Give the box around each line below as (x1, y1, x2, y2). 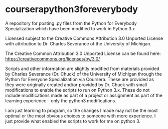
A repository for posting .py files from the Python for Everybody (5, 20, 137, 26)
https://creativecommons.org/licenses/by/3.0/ (5, 55, 100, 61)
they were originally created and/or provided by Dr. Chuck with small (5, 82, 147, 88)
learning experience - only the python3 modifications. (5, 97, 117, 104)
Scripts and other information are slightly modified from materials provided (5, 66, 159, 72)
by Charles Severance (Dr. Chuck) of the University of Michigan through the (5, 71, 162, 77)
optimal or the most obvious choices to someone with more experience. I (5, 112, 156, 119)
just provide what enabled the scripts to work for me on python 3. (5, 118, 140, 124)
